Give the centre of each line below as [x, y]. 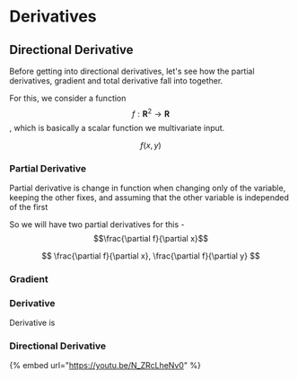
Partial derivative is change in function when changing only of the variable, [148, 188]
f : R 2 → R [151, 113]
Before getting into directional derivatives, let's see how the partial [132, 71]
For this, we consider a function [68, 98]
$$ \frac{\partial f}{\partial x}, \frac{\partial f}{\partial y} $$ [151, 256]
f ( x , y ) [151, 145]
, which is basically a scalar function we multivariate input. [117, 128]
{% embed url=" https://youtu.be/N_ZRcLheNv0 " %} [105, 366]
